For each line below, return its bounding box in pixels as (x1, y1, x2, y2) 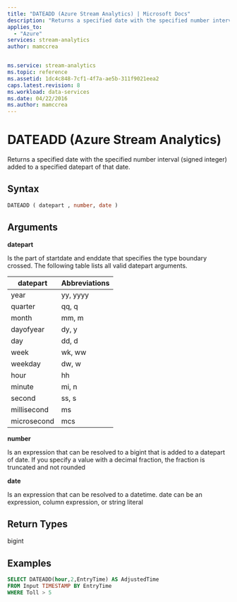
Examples (7, 557, 51, 569)
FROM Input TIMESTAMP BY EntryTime (7, 583, 112, 590)
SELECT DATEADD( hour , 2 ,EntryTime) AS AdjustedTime (7, 576, 159, 583)
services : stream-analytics (7, 37, 90, 44)
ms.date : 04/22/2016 (7, 95, 68, 102)
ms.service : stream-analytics (7, 62, 97, 69)
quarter (11, 301, 35, 311)
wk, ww (61, 347, 87, 357)
